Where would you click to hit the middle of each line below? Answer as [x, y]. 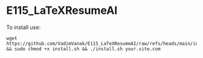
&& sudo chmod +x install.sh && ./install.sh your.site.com [84, 49]
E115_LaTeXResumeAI [62, 11]
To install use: [24, 27]
